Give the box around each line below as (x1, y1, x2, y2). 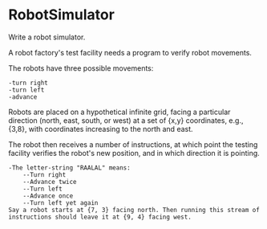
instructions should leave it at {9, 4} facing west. (8, 213, 192, 221)
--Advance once (22, 191, 74, 200)
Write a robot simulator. (8, 32, 86, 42)
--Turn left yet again (22, 198, 99, 207)
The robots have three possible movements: (8, 63, 154, 73)
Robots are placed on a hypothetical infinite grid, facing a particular (8, 107, 231, 117)
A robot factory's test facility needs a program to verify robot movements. (8, 47, 253, 57)
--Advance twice (22, 178, 78, 186)
